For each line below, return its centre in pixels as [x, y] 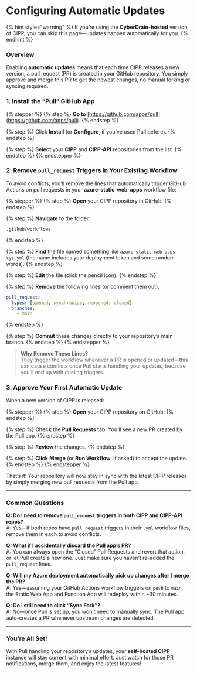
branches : [23, 308]
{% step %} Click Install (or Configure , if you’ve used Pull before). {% [91, 131]
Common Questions [35, 503]
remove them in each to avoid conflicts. [54, 534]
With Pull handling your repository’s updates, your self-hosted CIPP [88, 651]
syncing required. [27, 86]
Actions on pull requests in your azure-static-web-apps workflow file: [91, 189]
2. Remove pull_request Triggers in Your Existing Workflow [92, 170]
